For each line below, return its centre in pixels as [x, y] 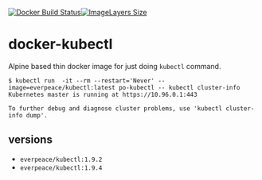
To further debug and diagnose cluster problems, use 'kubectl [115, 108]
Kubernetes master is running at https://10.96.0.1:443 [103, 94]
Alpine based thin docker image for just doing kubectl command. [115, 66]
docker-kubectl [61, 44]
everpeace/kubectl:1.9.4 [61, 168]
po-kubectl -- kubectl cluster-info [179, 87]
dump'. [37, 115]
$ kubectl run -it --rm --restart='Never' [82, 80]
